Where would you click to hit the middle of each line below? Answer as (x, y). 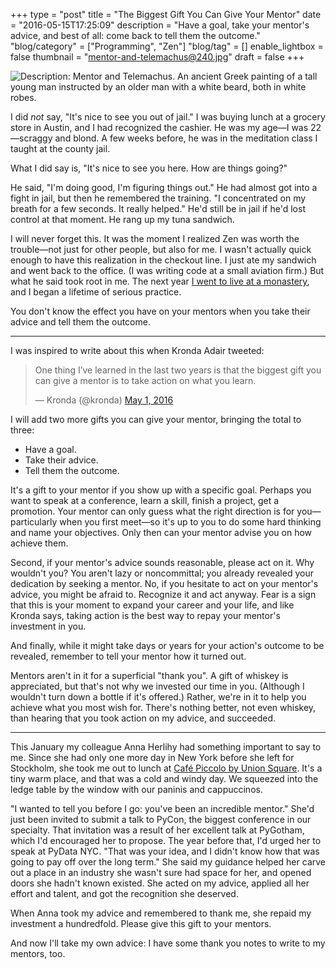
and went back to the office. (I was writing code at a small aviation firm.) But (167, 270)
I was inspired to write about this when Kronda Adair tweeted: (137, 350)
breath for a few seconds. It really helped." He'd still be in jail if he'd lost (158, 208)
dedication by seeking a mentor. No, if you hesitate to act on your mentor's (164, 583)
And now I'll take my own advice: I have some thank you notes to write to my (168, 943)
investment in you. (48, 626)
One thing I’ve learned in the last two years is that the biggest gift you (178, 370)
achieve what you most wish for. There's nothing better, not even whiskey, (163, 707)
